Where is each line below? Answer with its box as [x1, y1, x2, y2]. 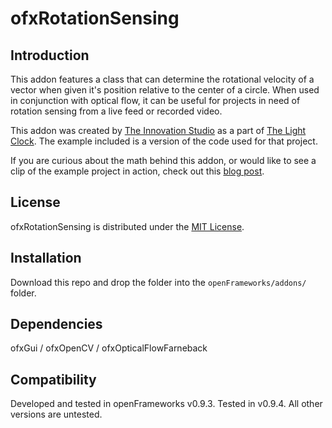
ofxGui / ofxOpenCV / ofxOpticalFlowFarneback [10, 342, 208, 354]
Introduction [10, 47, 90, 64]
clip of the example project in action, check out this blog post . [10, 165, 265, 177]
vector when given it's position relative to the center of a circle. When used [10, 84, 320, 96]
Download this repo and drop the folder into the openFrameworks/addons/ [10, 276, 307, 288]
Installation [10, 250, 82, 267]
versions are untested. [10, 408, 103, 421]
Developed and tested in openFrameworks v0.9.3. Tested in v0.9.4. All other [10, 398, 323, 410]
